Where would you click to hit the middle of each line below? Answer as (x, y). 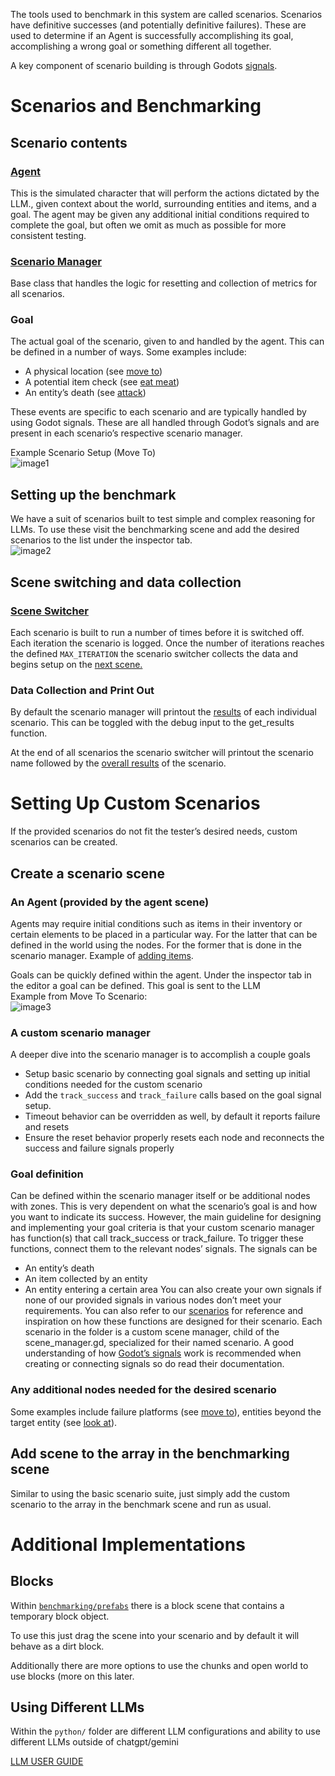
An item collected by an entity (86, 1279)
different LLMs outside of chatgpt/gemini (94, 1742)
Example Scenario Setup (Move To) (83, 453)
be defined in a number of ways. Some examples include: (128, 352)
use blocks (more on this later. (72, 1676)
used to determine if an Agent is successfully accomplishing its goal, (152, 35)
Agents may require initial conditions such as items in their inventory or (156, 923)
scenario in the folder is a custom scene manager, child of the (152, 1332)
